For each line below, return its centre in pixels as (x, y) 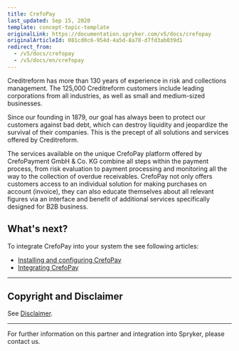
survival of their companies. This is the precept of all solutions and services (118, 132)
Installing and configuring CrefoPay (70, 260)
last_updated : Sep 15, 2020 (49, 21)
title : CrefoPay (31, 14)
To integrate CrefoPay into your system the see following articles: (103, 246)
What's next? (38, 229)
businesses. (25, 103)
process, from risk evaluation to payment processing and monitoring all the (117, 169)
